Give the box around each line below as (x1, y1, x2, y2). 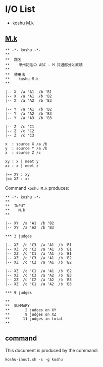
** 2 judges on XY (5, 307, 56, 312)
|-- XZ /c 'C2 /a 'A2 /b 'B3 (5, 277, 72, 282)
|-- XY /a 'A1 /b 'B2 (5, 220, 54, 225)
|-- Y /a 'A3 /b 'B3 (5, 115, 52, 120)
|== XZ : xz (5, 176, 30, 181)
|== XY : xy (5, 172, 30, 177)
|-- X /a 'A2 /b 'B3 (5, 98, 52, 103)
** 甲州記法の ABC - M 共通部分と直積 (5, 62, 83, 68)
